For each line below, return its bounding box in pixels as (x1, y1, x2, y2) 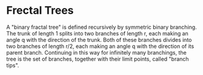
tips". (6, 61, 19, 69)
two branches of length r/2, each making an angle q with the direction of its (6, 43, 195, 50)
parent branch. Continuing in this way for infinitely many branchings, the (6, 49, 187, 56)
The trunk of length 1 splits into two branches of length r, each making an (6, 29, 189, 37)
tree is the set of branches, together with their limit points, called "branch (6, 55, 189, 62)
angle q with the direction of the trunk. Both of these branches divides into (6, 36, 192, 43)
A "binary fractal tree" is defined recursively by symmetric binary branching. (6, 23, 197, 31)
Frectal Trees (6, 4, 74, 17)
